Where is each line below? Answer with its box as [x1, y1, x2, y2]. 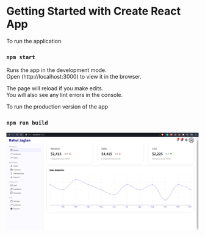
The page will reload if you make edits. [6, 85, 104, 92]
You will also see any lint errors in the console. [6, 91, 123, 99]
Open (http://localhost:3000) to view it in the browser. [6, 73, 142, 80]
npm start [6, 54, 35, 60]
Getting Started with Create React [6, 4, 181, 18]
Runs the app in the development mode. [6, 66, 107, 74]
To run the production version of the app [6, 103, 109, 110]
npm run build [6, 120, 48, 126]
